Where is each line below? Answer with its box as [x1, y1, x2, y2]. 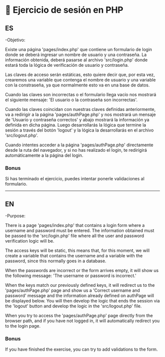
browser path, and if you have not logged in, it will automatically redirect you [5, 318, 160, 324]
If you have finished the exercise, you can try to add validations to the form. [5, 346, 158, 353]
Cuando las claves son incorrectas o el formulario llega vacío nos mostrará [5, 92, 156, 97]
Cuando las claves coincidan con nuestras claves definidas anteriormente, [5, 107, 156, 112]
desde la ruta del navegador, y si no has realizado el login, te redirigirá [5, 147, 147, 153]
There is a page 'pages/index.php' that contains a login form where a [5, 222, 145, 228]
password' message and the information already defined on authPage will [5, 293, 154, 299]
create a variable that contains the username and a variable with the [5, 253, 143, 259]
